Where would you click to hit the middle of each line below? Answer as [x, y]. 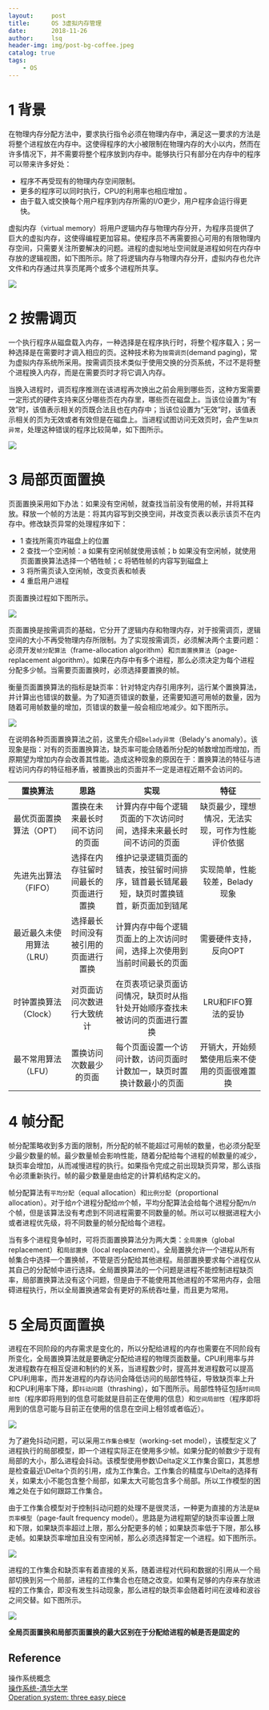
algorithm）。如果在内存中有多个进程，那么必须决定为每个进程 [153, 660]
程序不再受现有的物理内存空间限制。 [80, 180]
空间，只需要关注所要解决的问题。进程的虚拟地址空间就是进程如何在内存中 [138, 248]
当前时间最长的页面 [152, 963]
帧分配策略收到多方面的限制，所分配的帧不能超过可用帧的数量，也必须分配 [131, 1145]
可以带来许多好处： [40, 164]
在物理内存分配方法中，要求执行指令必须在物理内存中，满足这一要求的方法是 [134, 134]
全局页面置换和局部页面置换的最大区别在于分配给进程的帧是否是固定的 [124, 1632]
